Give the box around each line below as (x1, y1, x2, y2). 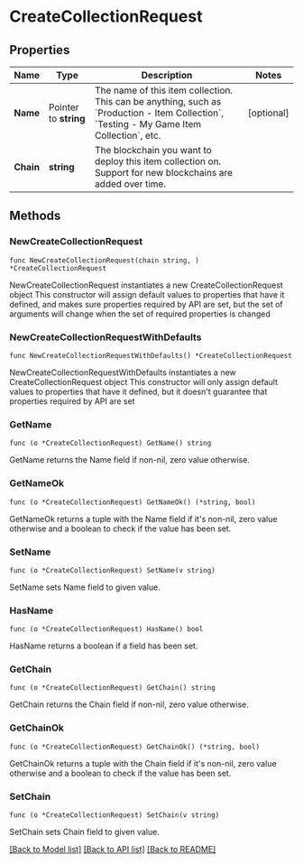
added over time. (94, 178, 167, 190)
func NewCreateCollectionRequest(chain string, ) (9, 255, 200, 265)
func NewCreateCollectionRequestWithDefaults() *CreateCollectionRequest (9, 351, 293, 360)
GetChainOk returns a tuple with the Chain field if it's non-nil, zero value (9, 757, 277, 768)
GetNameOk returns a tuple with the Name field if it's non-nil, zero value (9, 513, 278, 524)
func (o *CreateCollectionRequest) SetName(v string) (9, 565, 216, 574)
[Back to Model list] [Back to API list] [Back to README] (9, 844, 216, 855)
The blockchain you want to (94, 144, 212, 156)
